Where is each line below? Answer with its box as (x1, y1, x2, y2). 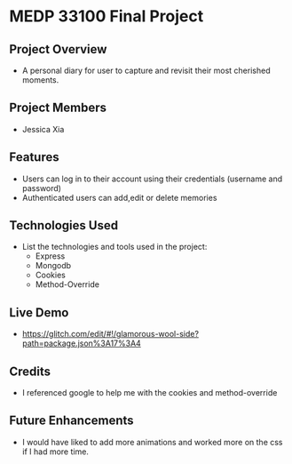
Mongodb (35, 260, 72, 271)
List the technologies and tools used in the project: (21, 242, 208, 252)
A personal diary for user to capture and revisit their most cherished (21, 65, 271, 76)
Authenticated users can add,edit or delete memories (21, 192, 217, 203)
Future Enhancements (9, 413, 135, 428)
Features (9, 149, 59, 165)
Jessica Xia (21, 124, 65, 134)
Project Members (9, 100, 107, 116)
